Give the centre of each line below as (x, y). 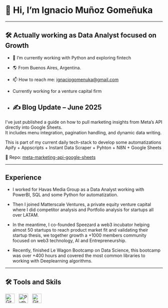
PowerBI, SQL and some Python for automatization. (65, 195)
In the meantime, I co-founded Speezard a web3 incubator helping (81, 225)
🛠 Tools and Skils (33, 282)
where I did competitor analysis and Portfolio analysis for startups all (83, 210)
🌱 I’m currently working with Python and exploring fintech (72, 57)
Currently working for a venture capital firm (57, 91)
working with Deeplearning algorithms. (52, 261)
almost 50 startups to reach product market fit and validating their (80, 230)
